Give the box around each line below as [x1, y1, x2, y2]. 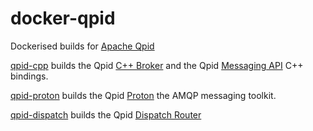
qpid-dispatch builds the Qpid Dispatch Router [10, 108, 202, 121]
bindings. [10, 70, 49, 82]
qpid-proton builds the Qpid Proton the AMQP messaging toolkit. [10, 89, 277, 101]
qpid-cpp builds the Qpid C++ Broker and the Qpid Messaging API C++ [10, 59, 304, 71]
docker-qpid [10, 7, 116, 30]
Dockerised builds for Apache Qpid [10, 40, 155, 52]
